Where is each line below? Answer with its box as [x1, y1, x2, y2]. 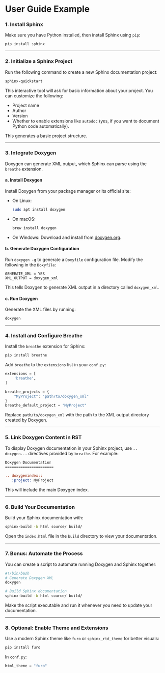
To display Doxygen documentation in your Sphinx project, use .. [5, 445, 137, 451]
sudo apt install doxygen [12, 207, 65, 212]
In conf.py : [5, 654, 27, 660]
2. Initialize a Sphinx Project [5, 58, 73, 65]
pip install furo [5, 645, 41, 650]
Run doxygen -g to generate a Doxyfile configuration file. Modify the [5, 257, 143, 263]
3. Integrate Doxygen [5, 149, 56, 156]
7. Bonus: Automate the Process [5, 550, 83, 557]
